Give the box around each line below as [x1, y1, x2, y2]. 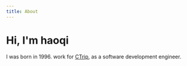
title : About [6, 8, 38, 15]
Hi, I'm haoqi [6, 33, 69, 47]
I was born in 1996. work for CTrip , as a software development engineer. [6, 53, 182, 60]
